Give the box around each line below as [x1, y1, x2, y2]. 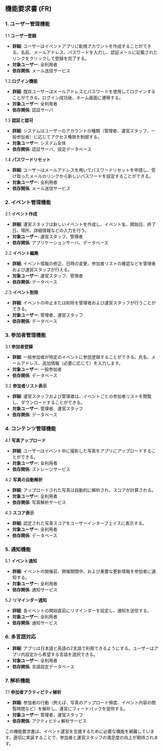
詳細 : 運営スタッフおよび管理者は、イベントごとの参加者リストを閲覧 [12, 393, 152, 399]
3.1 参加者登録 [5, 344, 33, 350]
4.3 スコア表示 [5, 510, 34, 516]
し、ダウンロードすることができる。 [12, 399, 85, 406]
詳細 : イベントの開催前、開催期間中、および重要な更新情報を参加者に [12, 568, 152, 574]
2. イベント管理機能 [5, 199, 51, 206]
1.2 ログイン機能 [5, 78, 38, 84]
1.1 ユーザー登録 [5, 32, 37, 38]
